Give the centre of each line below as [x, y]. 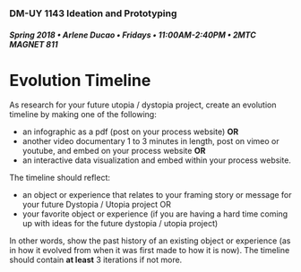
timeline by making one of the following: [83, 115]
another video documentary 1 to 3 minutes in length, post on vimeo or [150, 141]
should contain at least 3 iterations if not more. [96, 260]
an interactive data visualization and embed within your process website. [156, 160]
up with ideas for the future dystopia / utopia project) [120, 224]
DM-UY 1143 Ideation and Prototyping [93, 13]
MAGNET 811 [34, 44]
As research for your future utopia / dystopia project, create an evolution [143, 105]
